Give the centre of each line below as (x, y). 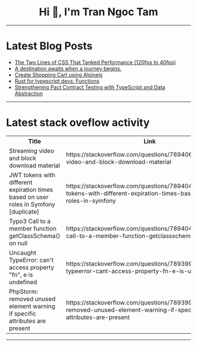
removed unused (32, 298)
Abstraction (28, 93)
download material (35, 165)
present (20, 328)
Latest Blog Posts (49, 46)
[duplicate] (24, 212)
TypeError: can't (31, 260)
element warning (32, 306)
